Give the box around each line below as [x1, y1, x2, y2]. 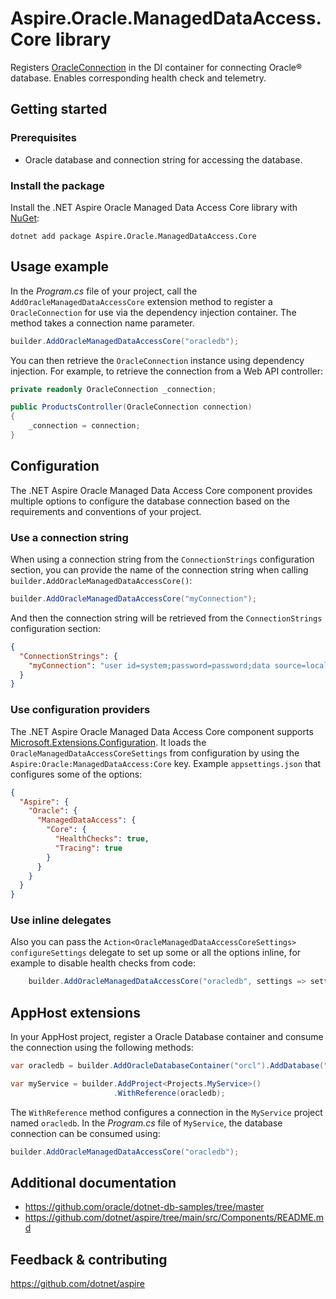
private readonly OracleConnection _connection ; [10, 384, 217, 394]
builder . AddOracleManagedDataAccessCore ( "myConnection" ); [10, 594, 257, 604]
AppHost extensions [10, 1004, 141, 1021]
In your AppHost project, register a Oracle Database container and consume [10, 1031, 324, 1043]
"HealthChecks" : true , [54, 834, 150, 844]
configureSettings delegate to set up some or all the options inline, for [10, 947, 302, 959]
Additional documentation [10, 1175, 177, 1192]
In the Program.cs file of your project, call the [10, 285, 198, 297]
